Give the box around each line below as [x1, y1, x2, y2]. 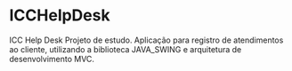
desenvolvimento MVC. [9, 53, 95, 64]
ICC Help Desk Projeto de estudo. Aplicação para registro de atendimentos [9, 35, 284, 45]
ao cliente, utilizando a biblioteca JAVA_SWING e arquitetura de [9, 43, 242, 54]
